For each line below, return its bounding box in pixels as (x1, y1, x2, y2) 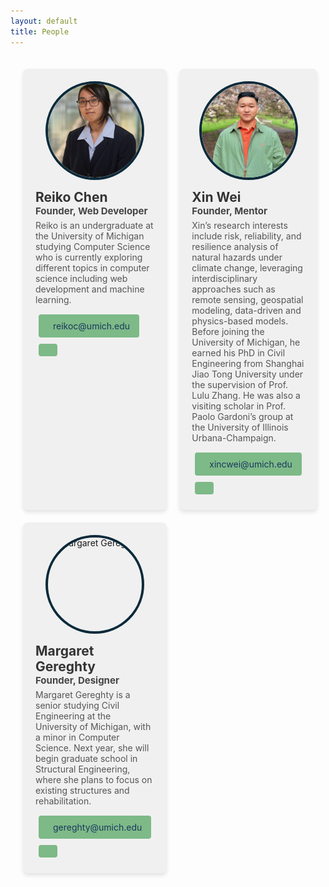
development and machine (35, 283, 145, 295)
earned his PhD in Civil (191, 346, 286, 359)
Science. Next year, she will (35, 741, 150, 754)
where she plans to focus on (35, 773, 153, 785)
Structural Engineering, (35, 763, 131, 775)
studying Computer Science (35, 240, 151, 252)
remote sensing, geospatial (191, 293, 304, 305)
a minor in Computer (35, 731, 120, 743)
